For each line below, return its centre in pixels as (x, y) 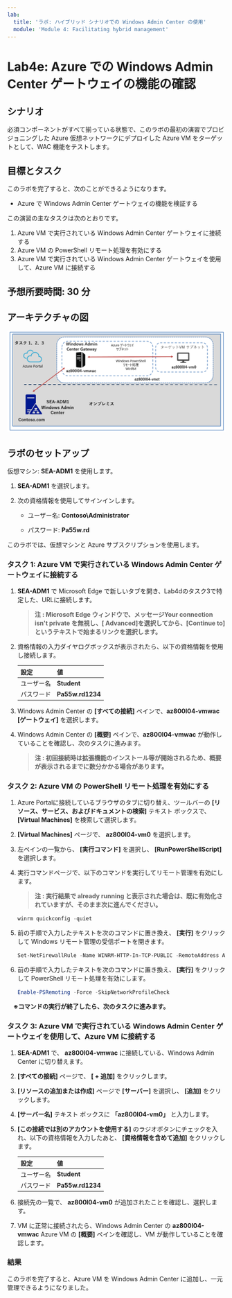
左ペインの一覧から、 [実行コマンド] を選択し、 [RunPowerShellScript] (119, 850)
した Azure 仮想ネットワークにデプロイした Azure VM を (118, 138)
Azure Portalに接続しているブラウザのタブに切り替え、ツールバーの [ (116, 803)
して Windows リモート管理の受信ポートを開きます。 (92, 941)
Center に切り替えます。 (52, 1061)
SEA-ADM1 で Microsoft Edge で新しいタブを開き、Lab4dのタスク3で (117, 591)
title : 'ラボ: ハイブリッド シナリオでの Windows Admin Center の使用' (110, 22)
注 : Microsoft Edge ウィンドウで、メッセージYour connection (124, 615)
